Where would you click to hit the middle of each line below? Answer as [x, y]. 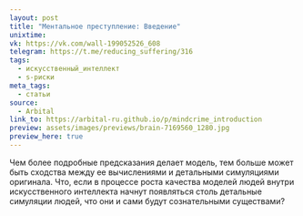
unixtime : [28, 35]
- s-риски [36, 77]
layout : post [34, 18]
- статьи [34, 94]
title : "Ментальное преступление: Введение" [95, 26]
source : [24, 103]
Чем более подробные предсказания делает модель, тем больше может [151, 162]
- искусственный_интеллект [69, 69]
